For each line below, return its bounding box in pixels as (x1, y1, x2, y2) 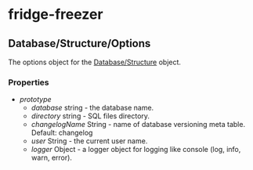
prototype (19, 95, 52, 104)
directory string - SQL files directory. (31, 111, 150, 121)
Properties (8, 77, 49, 88)
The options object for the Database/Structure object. (8, 57, 182, 67)
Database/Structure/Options (8, 37, 151, 50)
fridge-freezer (8, 5, 103, 24)
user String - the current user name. (31, 136, 148, 146)
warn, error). (31, 153, 73, 162)
